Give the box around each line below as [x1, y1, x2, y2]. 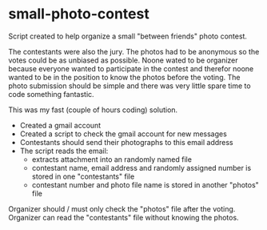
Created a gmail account [19, 120, 102, 130]
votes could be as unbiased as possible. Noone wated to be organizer [8, 55, 238, 65]
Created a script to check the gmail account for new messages [19, 129, 228, 139]
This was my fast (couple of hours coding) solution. [8, 105, 178, 115]
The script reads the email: [19, 146, 109, 155]
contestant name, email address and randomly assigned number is [31, 163, 252, 172]
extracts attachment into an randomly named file [31, 154, 192, 164]
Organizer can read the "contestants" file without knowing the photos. [8, 212, 239, 222]
